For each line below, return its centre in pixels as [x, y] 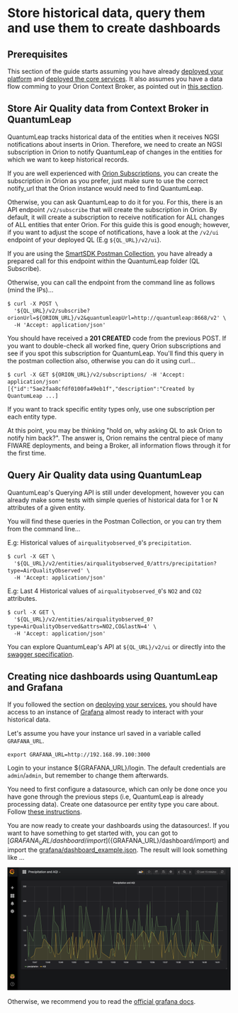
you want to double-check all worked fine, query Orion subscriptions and [114, 345]
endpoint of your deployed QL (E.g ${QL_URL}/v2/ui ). [84, 240]
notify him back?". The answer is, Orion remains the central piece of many [115, 438]
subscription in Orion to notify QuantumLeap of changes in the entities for [115, 152]
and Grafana [35, 688]
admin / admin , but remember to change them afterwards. [88, 775]
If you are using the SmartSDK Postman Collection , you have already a [110, 253]
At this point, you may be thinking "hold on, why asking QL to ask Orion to [115, 430]
